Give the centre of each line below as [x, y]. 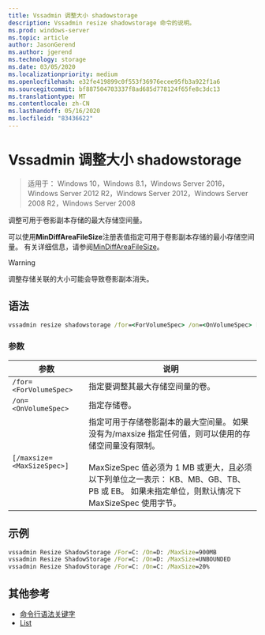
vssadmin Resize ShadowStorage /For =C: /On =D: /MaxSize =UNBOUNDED [119, 559]
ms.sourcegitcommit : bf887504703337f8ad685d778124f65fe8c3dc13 [114, 89]
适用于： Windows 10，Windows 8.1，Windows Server [116, 183]
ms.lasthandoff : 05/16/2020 [54, 112]
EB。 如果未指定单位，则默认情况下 [176, 491]
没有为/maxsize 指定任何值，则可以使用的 [165, 433]
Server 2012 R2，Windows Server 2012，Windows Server [154, 193]
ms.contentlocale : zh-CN [49, 104]
